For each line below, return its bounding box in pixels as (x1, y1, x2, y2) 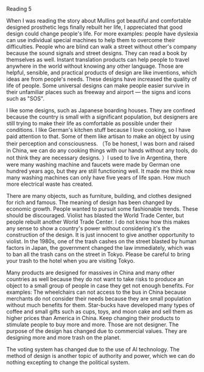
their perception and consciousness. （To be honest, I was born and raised (6, 140, 195, 147)
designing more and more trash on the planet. (6, 334, 121, 341)
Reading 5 (6, 5, 32, 12)
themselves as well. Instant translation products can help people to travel (6, 56, 190, 63)
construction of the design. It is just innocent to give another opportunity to (6, 232, 195, 238)
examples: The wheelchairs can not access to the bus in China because (6, 288, 187, 296)
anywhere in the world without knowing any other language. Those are (6, 62, 184, 70)
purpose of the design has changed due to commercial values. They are (6, 327, 188, 335)
